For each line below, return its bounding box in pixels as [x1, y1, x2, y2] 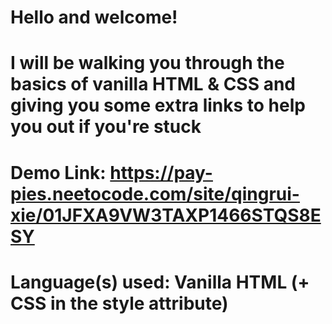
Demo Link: [10, 161, 107, 184]
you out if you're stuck [10, 116, 202, 138]
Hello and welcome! [10, 6, 178, 29]
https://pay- [109, 161, 213, 184]
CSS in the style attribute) [10, 292, 229, 315]
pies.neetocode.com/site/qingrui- [10, 182, 300, 205]
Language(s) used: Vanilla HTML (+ [10, 271, 310, 293]
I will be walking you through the [10, 52, 285, 75]
